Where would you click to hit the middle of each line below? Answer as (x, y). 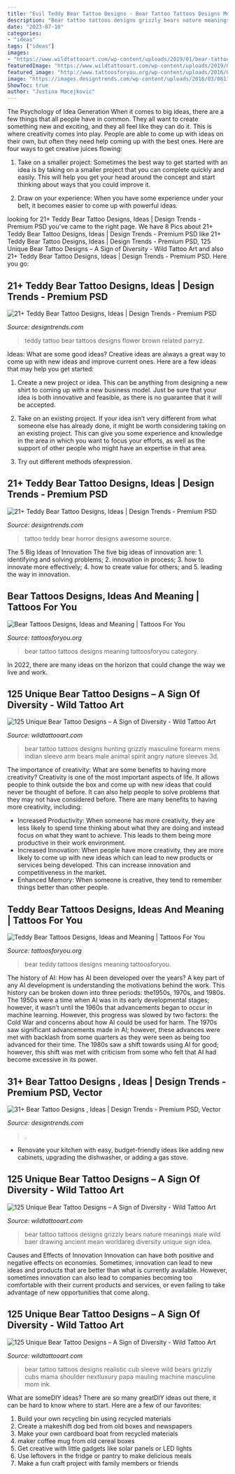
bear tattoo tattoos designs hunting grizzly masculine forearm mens (122, 749)
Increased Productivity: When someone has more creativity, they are (116, 821)
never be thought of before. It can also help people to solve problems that (114, 792)
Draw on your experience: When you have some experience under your (120, 198)
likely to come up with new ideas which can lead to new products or (115, 858)
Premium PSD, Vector (55, 1093)
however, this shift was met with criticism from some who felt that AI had (112, 1052)
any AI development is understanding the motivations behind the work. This (116, 985)
